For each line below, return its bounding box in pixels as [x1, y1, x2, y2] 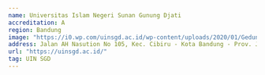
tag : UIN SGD [8, 55, 51, 63]
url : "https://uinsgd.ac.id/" [8, 48, 108, 55]
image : [8, 33, 30, 41]
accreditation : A [8, 19, 65, 27]
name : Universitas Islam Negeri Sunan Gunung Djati [8, 11, 181, 20]
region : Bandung [8, 26, 62, 34]
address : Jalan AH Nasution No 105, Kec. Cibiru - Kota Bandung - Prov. [8, 41, 252, 48]
